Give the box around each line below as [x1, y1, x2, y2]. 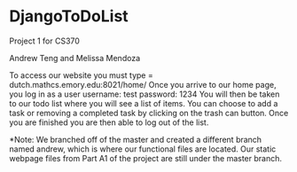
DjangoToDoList [9, 6, 129, 27]
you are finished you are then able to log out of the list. [9, 117, 209, 128]
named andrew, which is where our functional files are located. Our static [9, 144, 277, 154]
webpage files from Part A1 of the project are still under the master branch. [9, 152, 282, 163]
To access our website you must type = [9, 69, 153, 81]
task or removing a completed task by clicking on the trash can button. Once [9, 107, 289, 118]
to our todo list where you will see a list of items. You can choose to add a [9, 98, 278, 108]
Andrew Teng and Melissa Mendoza [9, 52, 140, 63]
